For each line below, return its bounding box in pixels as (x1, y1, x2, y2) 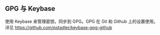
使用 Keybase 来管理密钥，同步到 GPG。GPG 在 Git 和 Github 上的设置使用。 (5, 18, 158, 24)
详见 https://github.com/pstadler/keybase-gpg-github (5, 24, 112, 30)
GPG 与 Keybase (5, 4, 56, 13)
